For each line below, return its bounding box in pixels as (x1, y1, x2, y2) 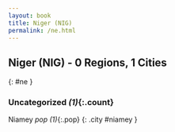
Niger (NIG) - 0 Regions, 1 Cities (8, 56, 168, 69)
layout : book (8, 11, 51, 20)
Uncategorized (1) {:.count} (8, 97, 115, 108)
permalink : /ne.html (8, 26, 77, 34)
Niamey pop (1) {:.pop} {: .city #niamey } (8, 115, 138, 124)
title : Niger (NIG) (8, 19, 73, 27)
